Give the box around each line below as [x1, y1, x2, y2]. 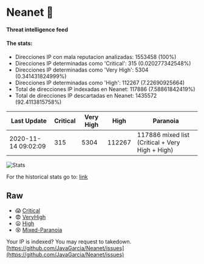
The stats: [6, 39, 33, 47]
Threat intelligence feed [6, 25, 69, 33]
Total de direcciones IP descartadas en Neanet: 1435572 [15, 92, 157, 99]
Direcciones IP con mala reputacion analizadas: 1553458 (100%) [15, 53, 177, 60]
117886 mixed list [137, 130, 190, 139]
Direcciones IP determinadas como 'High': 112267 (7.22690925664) [15, 79, 185, 86]
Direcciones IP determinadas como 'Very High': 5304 [15, 66, 149, 73]
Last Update [11, 117, 47, 125]
